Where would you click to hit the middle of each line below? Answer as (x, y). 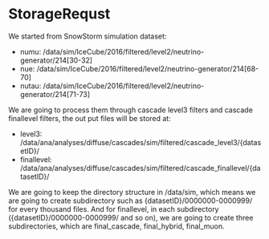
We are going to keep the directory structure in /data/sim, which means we (132, 192)
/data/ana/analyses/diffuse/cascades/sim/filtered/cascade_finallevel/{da (140, 168)
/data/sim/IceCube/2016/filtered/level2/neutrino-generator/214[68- (148, 68)
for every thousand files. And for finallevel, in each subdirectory (114, 209)
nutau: (31, 86)
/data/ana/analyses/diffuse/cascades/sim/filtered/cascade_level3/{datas (141, 142)
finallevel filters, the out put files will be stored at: (90, 118)
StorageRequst (59, 14)
